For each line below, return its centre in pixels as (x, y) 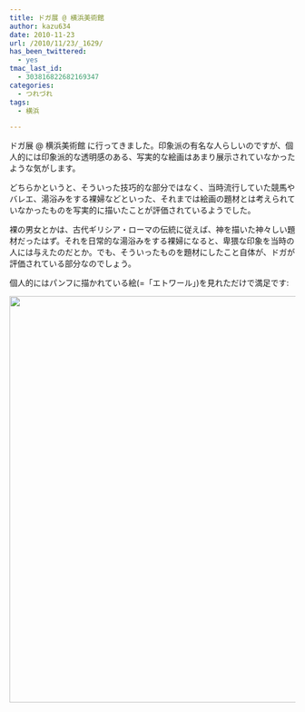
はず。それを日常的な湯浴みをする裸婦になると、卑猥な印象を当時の (167, 241)
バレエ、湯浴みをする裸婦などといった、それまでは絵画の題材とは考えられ (148, 199)
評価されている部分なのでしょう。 (73, 263)
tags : (20, 102)
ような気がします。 (45, 168)
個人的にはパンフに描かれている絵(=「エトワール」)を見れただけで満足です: (149, 283)
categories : (32, 85)
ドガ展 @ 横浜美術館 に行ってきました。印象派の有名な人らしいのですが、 (148, 145)
